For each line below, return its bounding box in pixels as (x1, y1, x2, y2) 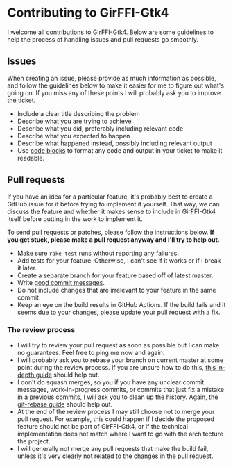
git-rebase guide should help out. (17, 400, 113, 408)
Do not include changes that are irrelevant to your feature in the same (17, 286, 216, 294)
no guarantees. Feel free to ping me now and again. (17, 348, 165, 357)
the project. (17, 436, 51, 445)
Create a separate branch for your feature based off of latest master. (17, 271, 214, 279)
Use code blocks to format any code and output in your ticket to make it (17, 146, 223, 154)
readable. (17, 154, 45, 162)
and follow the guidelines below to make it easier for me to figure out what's (7, 81, 224, 90)
